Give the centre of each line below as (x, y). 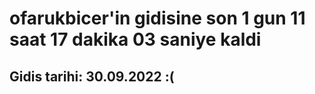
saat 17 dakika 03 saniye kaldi (135, 39)
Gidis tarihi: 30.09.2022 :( (92, 76)
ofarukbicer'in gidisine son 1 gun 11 (157, 18)
